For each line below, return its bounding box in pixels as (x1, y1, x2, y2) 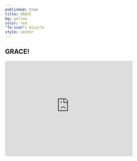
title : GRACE (5, 12, 32, 16)
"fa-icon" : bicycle (5, 25, 45, 30)
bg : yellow (5, 16, 27, 21)
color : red (5, 20, 27, 26)
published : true (5, 7, 38, 12)
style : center (5, 30, 34, 34)
